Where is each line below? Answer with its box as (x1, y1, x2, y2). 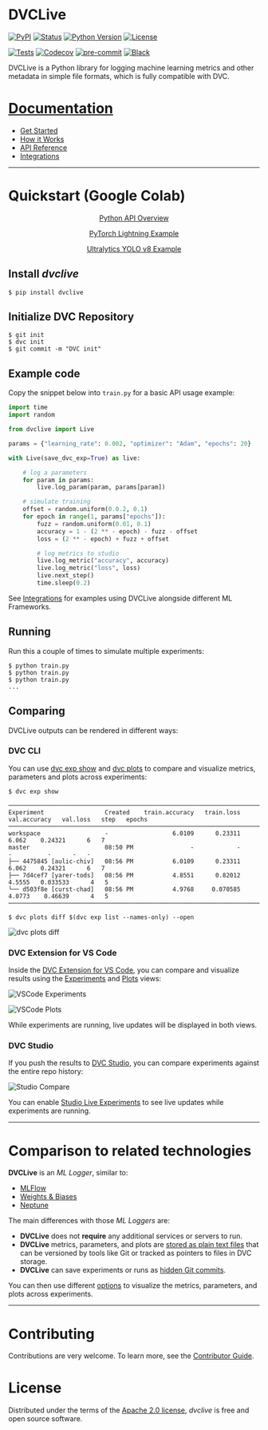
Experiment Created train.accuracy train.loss (8, 808, 241, 816)
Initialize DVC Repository (8, 310, 134, 324)
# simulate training (22, 497, 91, 506)
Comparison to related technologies (8, 1142, 252, 1159)
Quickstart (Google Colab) (8, 187, 186, 205)
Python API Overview (99, 213, 169, 223)
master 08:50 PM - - (8, 843, 241, 851)
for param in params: (22, 476, 94, 484)
